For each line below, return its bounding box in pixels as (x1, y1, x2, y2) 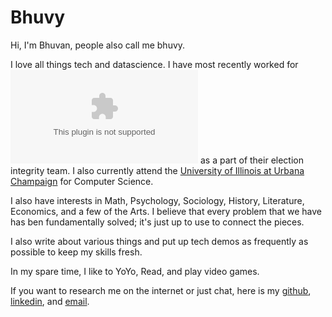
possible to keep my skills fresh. (10, 246, 143, 258)
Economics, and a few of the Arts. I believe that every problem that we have (10, 205, 322, 217)
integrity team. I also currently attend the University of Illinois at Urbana (10, 164, 305, 176)
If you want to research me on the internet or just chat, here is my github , (10, 284, 312, 296)
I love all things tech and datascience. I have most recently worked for (10, 58, 299, 70)
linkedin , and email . (10, 295, 90, 307)
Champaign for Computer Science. (10, 175, 154, 187)
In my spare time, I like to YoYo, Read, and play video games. (10, 265, 260, 277)
